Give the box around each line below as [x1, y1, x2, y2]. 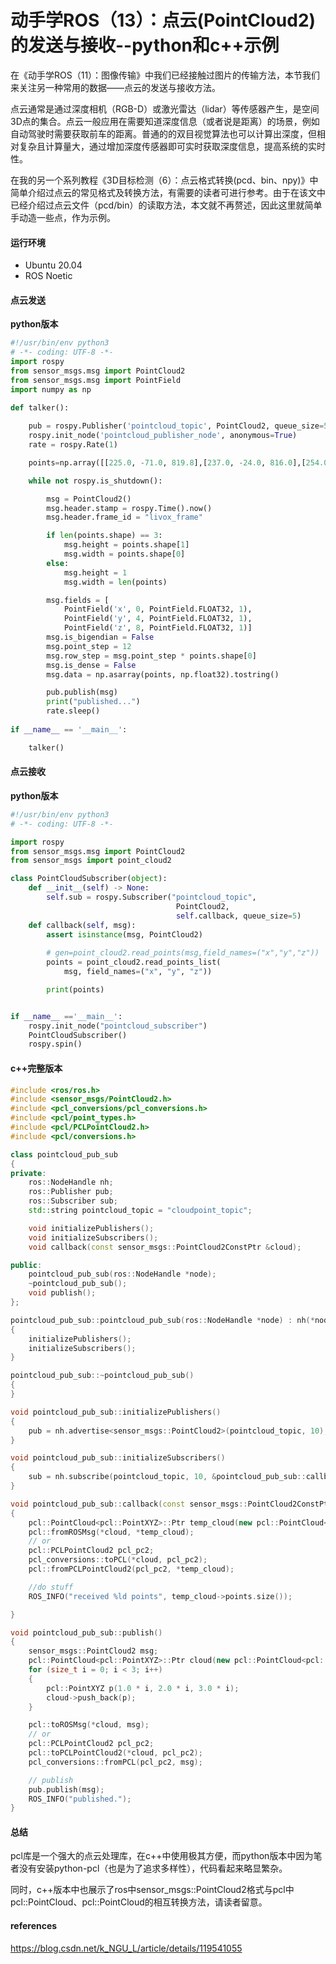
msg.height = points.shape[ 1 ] [63, 540, 190, 550]
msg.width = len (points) [63, 577, 168, 587]
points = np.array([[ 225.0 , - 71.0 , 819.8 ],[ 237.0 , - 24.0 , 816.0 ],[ [28, 457, 307, 468]
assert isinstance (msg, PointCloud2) [46, 929, 203, 940]
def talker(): [10, 403, 70, 413]
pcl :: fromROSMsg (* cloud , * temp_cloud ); [28, 1527, 195, 1537]
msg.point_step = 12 [46, 641, 132, 651]
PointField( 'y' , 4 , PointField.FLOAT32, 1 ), [63, 614, 253, 624]
